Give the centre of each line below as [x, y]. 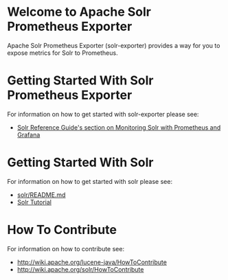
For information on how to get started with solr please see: [90, 181]
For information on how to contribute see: [66, 248]
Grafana [28, 135]
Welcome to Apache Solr [79, 12]
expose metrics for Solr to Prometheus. [62, 53]
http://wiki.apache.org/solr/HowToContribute [80, 269]
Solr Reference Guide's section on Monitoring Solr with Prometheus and [119, 127]
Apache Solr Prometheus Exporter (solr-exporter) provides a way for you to [114, 45]
